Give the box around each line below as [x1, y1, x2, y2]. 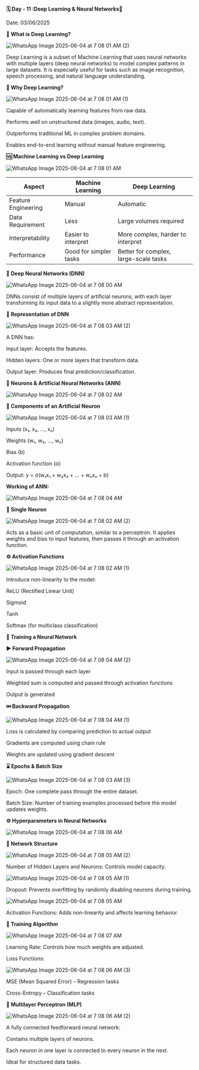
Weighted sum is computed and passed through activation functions [6, 679, 173, 686]
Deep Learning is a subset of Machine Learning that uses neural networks [6, 53, 187, 60]
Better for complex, [117, 247, 172, 255]
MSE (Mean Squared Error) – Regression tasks [6, 978, 120, 985]
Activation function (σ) [6, 460, 61, 467]
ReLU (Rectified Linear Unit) [6, 587, 75, 595]
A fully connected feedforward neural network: [6, 1024, 121, 1031]
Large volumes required [117, 217, 184, 225]
